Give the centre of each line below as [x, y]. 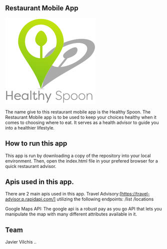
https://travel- [135, 194]
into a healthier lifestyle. [30, 127]
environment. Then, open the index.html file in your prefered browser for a [82, 161]
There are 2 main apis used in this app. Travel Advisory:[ [63, 194]
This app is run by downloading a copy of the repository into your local [78, 155]
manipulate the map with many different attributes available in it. [71, 214]
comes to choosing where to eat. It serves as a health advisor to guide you [82, 122]
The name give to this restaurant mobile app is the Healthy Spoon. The [78, 111]
